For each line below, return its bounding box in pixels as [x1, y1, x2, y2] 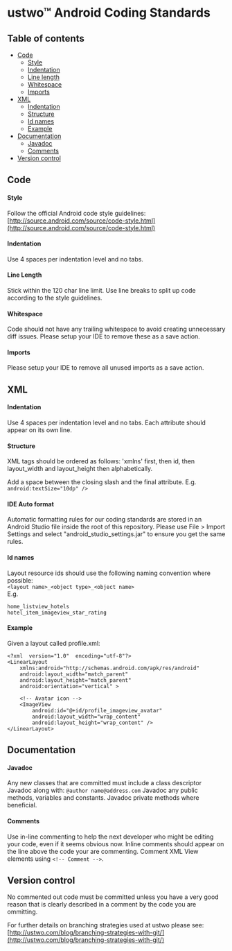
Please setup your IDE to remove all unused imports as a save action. [7, 363, 204, 372]
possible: [7, 576, 33, 584]
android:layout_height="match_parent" [19, 676, 132, 684]
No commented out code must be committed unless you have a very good [7, 893, 220, 901]
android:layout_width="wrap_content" [32, 713, 141, 720]
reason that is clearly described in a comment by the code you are [7, 900, 197, 909]
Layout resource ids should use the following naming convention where [7, 569, 211, 577]
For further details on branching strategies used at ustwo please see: [7, 921, 204, 929]
